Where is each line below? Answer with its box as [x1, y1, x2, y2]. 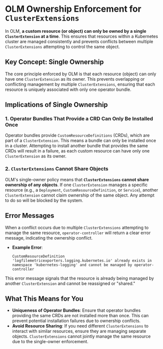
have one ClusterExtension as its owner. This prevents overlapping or [5, 76, 145, 82]
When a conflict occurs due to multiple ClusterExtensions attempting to [5, 224, 149, 230]
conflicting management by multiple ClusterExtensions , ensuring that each [5, 81, 155, 87]
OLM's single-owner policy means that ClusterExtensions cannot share [5, 176, 149, 182]
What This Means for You [5, 294, 84, 303]
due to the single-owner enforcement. [12, 339, 89, 345]
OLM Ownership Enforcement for [5, 3, 142, 15]
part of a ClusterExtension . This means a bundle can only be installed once [5, 138, 157, 144]
